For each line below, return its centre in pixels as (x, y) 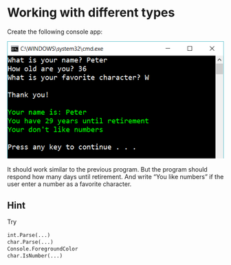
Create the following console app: (55, 32)
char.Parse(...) (30, 242)
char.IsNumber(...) (35, 256)
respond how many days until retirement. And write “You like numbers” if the (115, 176)
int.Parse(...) (29, 235)
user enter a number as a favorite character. (69, 184)
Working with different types (91, 13)
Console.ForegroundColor (43, 249)
